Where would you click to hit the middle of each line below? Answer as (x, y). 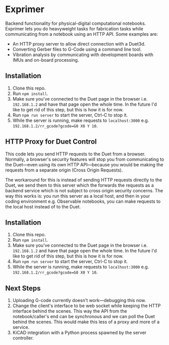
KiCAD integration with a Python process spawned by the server (79, 333)
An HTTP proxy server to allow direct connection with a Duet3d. (79, 44)
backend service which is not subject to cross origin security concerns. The (84, 190)
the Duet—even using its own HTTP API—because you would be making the (84, 164)
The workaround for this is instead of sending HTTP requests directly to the (84, 180)
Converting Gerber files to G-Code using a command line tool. (77, 49)
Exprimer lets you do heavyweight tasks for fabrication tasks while (74, 28)
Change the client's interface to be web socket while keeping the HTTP (87, 306)
